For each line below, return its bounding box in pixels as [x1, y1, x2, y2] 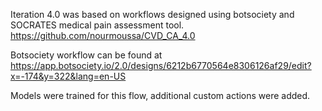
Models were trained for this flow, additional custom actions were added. [10, 90, 311, 101]
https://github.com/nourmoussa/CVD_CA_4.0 [10, 30, 196, 41]
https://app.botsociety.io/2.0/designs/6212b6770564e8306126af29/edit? [10, 60, 312, 71]
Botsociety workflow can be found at [10, 49, 163, 61]
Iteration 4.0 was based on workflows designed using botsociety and [10, 9, 295, 20]
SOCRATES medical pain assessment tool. [10, 19, 185, 31]
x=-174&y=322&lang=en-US [10, 70, 127, 82]
